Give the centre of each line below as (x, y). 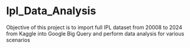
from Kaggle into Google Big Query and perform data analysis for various (95, 33)
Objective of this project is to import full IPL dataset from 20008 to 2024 (94, 27)
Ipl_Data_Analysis (51, 11)
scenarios (18, 40)
